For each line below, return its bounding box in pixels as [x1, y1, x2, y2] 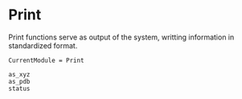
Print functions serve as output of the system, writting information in [8, 32, 235, 42]
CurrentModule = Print [8, 56, 84, 64]
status [8, 85, 31, 93]
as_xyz [8, 70, 31, 78]
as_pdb [8, 77, 31, 85]
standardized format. [8, 40, 78, 50]
